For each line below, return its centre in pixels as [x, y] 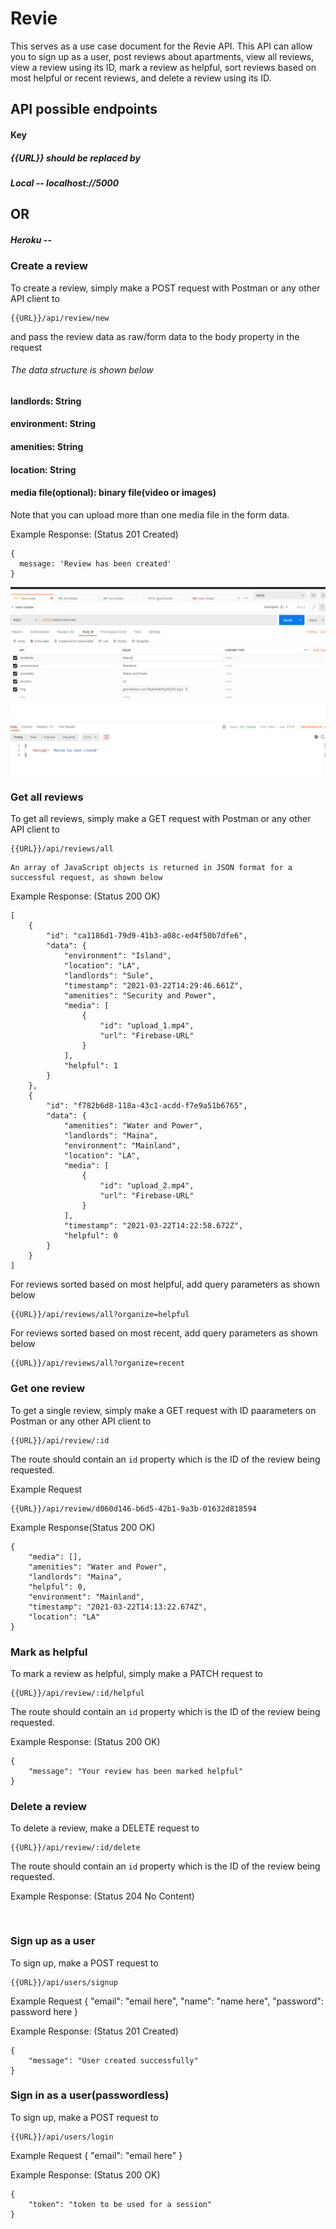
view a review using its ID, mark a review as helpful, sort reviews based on [163, 67]
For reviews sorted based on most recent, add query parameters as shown [164, 1333]
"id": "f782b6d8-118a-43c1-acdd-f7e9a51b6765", [147, 1106]
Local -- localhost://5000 [65, 183]
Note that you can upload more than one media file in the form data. [150, 514]
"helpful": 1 [90, 1066]
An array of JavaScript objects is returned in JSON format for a [151, 868]
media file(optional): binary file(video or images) [113, 493]
